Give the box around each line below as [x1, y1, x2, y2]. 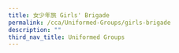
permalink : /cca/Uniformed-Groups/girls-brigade [8, 19, 171, 26]
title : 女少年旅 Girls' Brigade [8, 11, 110, 19]
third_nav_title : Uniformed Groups [8, 33, 125, 41]
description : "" [8, 26, 62, 34]
